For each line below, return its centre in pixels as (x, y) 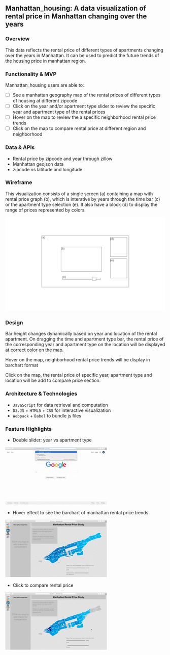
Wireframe (19, 182)
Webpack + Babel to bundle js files (47, 415)
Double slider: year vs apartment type (52, 440)
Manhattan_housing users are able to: (45, 85)
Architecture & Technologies (41, 394)
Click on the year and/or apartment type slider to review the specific (84, 106)
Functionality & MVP (31, 74)
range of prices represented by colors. (46, 210)
